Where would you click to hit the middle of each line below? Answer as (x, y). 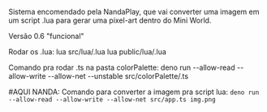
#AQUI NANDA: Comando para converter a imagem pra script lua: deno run (134, 92)
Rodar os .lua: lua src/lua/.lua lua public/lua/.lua (87, 52)
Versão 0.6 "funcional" (46, 36)
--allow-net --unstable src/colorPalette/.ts (118, 76)
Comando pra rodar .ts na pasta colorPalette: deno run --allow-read (122, 67)
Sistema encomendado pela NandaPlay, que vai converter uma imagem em (134, 12)
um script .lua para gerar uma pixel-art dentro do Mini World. (110, 20)
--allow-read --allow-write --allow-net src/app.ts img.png (112, 100)
